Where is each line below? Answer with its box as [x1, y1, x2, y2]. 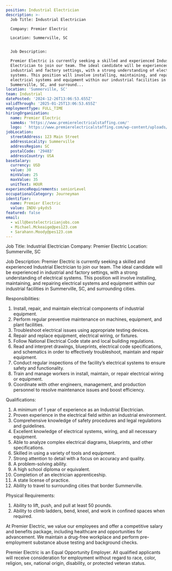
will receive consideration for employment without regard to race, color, [6, 555, 156, 561]
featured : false [6, 210, 40, 216]
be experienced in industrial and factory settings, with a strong [6, 269, 138, 276]
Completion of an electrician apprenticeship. [13, 472, 107, 478]
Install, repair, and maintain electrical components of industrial [13, 305, 144, 312]
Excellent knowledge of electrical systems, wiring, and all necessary [13, 429, 157, 435]
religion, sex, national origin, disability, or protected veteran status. [6, 560, 146, 566]
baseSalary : [6, 158, 31, 163]
